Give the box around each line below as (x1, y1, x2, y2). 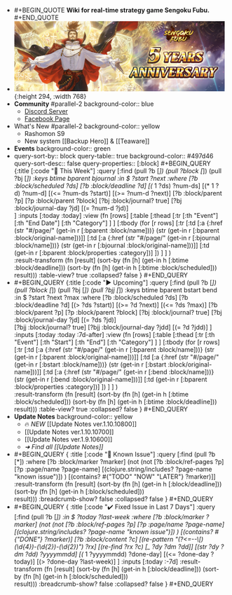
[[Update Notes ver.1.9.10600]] (24, 435, 113, 444)
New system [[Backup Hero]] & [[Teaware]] (24, 137, 150, 145)
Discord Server (24, 107, 69, 115)
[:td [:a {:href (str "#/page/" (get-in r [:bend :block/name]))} (43, 367, 214, 376)
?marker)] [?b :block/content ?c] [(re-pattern (44, 535, 174, 543)
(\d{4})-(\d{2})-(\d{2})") (13, 542, 84, 551)
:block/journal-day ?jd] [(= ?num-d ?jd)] (13, 203, 129, 212)
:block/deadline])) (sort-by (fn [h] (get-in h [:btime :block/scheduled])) (13, 263, 217, 272)
